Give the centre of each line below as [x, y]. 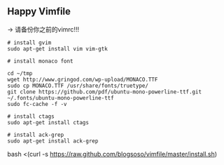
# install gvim [29, 42]
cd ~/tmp [20, 73]
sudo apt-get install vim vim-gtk [58, 48]
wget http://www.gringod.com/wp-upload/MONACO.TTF [83, 79]
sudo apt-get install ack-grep [53, 141]
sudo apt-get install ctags [48, 122]
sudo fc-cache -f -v [37, 104]
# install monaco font [40, 61]
